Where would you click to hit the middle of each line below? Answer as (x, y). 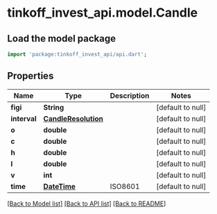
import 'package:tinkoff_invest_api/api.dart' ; (77, 54)
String (54, 107)
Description (130, 95)
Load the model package (62, 39)
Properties (31, 76)
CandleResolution (73, 118)
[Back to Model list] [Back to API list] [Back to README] (87, 204)
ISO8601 (125, 186)
